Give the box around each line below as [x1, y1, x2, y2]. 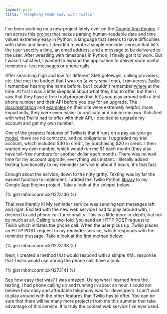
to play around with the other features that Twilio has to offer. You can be [5, 293, 156, 299]
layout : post [5, 7, 32, 12]
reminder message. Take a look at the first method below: [5, 233, 124, 239]
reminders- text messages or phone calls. [5, 63, 91, 69]
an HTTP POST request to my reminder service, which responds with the [5, 227, 155, 233]
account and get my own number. [5, 120, 74, 126]
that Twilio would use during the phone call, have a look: [5, 257, 121, 263]
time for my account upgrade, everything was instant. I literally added [5, 156, 148, 162]
